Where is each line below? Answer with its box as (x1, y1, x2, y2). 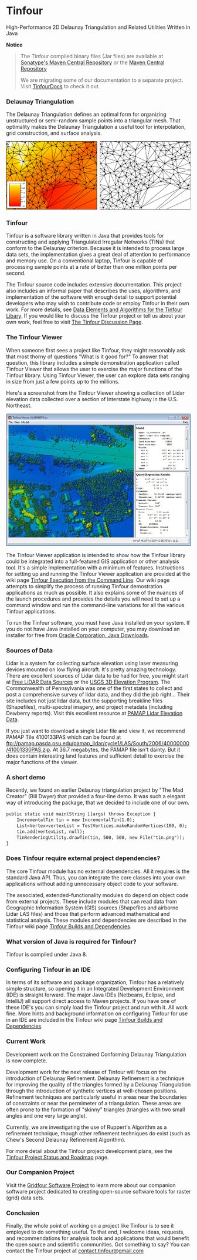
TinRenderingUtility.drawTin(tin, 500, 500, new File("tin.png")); (16, 835, 185, 841)
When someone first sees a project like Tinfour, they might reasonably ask (6, 346, 186, 354)
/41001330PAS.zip (6, 746, 50, 754)
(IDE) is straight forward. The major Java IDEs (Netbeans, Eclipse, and (6, 991, 175, 998)
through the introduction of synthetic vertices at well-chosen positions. (6, 1087, 178, 1094)
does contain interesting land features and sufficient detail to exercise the (6, 752, 184, 759)
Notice (6, 41, 23, 48)
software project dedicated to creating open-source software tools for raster (6, 1188, 191, 1195)
